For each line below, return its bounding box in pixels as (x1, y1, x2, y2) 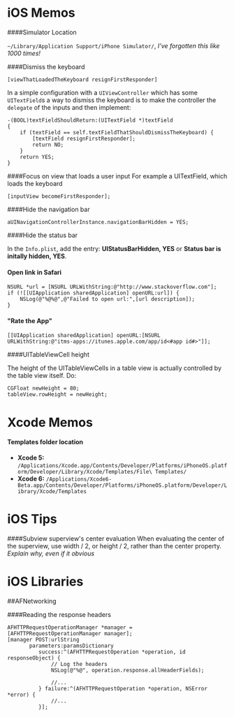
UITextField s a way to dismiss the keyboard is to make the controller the (7, 96, 217, 104)
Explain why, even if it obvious (7, 549, 95, 558)
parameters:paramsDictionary (29, 642, 114, 649)
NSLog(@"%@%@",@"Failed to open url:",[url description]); (20, 296, 196, 303)
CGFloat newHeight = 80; (7, 385, 80, 392)
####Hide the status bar (7, 231, 78, 239)
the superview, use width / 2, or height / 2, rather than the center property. (7, 541, 222, 550)
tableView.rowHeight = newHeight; (7, 391, 108, 398)
